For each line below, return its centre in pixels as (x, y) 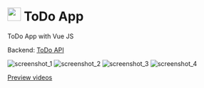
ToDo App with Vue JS (41, 36)
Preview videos (30, 77)
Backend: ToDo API (36, 50)
